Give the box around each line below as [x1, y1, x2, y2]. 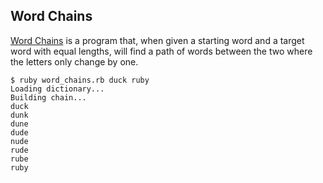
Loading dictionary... [10, 84, 105, 94]
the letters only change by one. [10, 55, 139, 68]
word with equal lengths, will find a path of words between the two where [10, 45, 313, 57]
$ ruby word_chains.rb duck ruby [10, 75, 150, 85]
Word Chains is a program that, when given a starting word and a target [10, 34, 305, 46]
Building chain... [10, 92, 87, 103]
